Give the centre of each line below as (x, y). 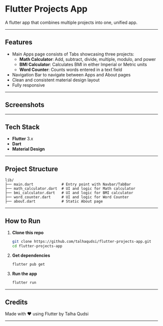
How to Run (23, 221)
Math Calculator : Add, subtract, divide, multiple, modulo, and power (88, 59)
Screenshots (25, 105)
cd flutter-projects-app (37, 246)
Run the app (24, 273)
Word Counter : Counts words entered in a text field (71, 70)
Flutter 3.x (23, 139)
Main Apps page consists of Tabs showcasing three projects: (73, 54)
